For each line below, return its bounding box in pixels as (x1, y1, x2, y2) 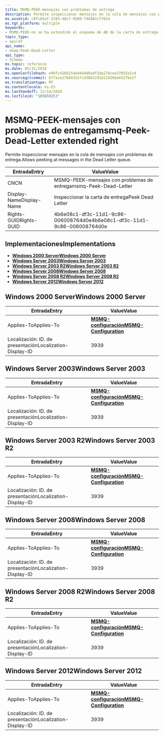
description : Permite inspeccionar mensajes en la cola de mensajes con (5, 12, 156, 17)
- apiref (5, 39, 23, 44)
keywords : (5, 25, 25, 30)
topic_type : (5, 35, 29, 40)
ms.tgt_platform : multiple (5, 21, 60, 26)
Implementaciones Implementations (5, 240, 116, 248)
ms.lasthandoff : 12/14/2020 (5, 89, 62, 94)
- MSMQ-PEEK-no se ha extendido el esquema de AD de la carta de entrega (5, 30, 159, 35)
